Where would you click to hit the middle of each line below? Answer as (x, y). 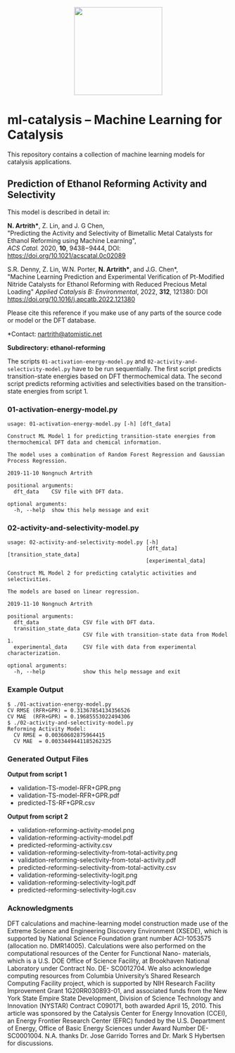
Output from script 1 (37, 774)
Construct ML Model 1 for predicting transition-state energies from (112, 437)
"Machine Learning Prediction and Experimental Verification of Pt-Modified (116, 276)
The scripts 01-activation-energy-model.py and (77, 361)
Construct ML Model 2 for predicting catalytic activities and (102, 573)
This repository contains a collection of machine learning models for (106, 154)
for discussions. (31, 1043)
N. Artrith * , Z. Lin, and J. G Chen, (56, 225)
